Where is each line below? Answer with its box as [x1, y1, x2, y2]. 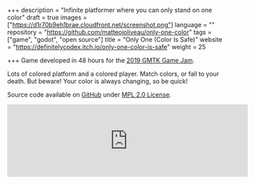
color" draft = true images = [7, 13, 88, 22]
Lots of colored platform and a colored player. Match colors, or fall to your [7, 69, 219, 78]
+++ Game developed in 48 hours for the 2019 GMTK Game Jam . [7, 56, 195, 65]
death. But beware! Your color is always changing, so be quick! [7, 77, 188, 85]
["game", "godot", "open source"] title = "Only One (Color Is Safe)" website [7, 35, 223, 44]
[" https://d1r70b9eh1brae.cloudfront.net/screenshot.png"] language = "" [7, 21, 215, 28]
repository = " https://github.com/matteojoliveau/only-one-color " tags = [7, 28, 212, 36]
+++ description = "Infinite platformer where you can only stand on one [7, 6, 212, 14]
